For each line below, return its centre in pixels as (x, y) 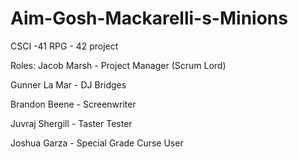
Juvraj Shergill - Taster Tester (71, 123)
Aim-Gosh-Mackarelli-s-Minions (149, 18)
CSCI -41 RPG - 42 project (64, 46)
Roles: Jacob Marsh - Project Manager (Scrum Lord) (118, 65)
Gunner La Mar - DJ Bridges (68, 84)
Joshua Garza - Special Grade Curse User (97, 143)
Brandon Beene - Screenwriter (73, 104)
